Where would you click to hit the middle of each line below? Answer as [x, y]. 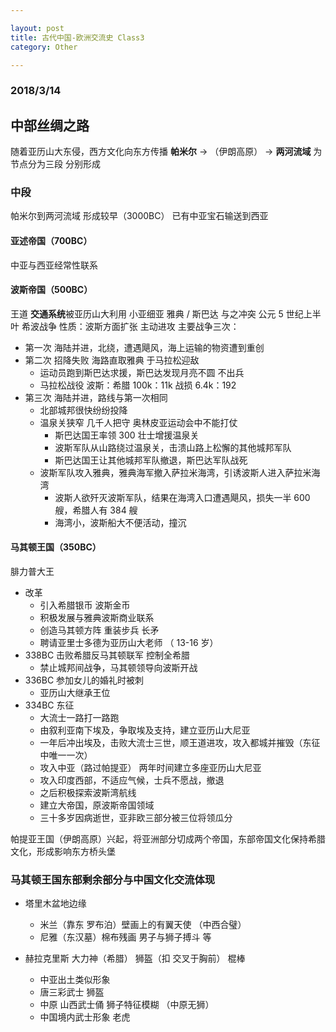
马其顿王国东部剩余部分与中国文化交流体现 [113, 879]
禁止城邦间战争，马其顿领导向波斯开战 [118, 668]
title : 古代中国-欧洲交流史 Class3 [77, 37]
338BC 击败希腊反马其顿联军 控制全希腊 [107, 655]
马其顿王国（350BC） [56, 547]
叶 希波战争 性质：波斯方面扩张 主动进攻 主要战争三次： [125, 326]
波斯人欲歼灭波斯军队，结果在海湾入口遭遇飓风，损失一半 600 [182, 497]
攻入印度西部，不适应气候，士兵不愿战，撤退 [132, 780]
